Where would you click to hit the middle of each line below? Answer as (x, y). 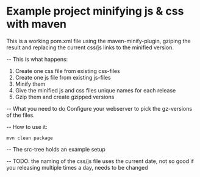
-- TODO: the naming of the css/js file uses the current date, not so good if (100, 161)
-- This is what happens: (37, 59)
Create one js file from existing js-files (63, 77)
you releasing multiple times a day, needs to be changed (77, 167)
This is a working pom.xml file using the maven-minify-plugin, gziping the (98, 41)
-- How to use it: (27, 127)
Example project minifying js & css (95, 11)
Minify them (30, 84)
